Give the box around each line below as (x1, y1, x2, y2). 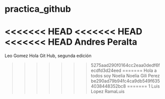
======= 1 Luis (127, 83, 160, 89)
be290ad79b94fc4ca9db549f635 (91, 78, 161, 84)
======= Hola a (122, 67, 157, 73)
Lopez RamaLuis (91, 89, 125, 95)
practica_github (4, 3, 71, 15)
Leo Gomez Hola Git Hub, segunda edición (4, 53, 92, 59)
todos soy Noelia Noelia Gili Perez (91, 73, 160, 79)
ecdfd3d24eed (91, 67, 122, 73)
